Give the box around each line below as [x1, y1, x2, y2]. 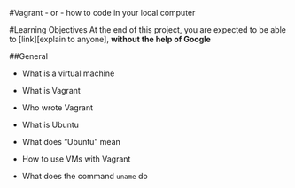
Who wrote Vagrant [21, 102, 94, 113]
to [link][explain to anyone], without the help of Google [9, 34, 211, 44]
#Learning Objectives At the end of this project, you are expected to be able [9, 25, 286, 34]
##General [9, 51, 49, 61]
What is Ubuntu [21, 119, 80, 130]
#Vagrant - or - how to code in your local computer [9, 8, 196, 18]
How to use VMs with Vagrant [21, 154, 131, 164]
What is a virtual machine [21, 68, 115, 79]
